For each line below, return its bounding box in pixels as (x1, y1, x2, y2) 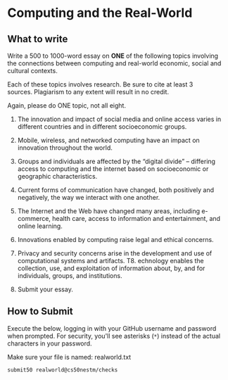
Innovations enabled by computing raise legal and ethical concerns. (17, 236, 214, 243)
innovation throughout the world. (17, 144, 113, 152)
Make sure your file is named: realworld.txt (7, 353, 132, 361)
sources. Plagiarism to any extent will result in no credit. (7, 88, 170, 96)
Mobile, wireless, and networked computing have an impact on (17, 136, 201, 144)
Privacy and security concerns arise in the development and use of (17, 249, 213, 258)
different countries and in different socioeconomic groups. (17, 122, 187, 131)
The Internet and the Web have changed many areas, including (17, 207, 201, 215)
